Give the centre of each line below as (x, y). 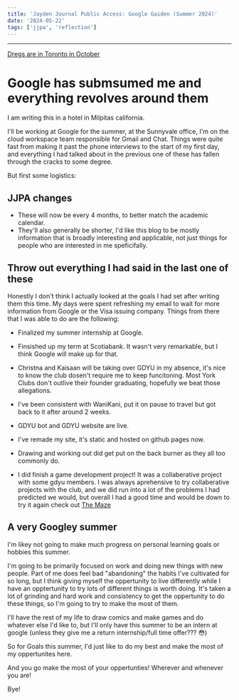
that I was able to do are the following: (63, 318)
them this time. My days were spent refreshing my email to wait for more (114, 303)
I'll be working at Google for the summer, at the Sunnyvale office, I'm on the (118, 132)
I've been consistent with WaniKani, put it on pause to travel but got (117, 404)
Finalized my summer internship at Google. (80, 333)
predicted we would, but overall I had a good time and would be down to (123, 497)
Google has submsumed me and (105, 83)
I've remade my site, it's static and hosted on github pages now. (111, 439)
